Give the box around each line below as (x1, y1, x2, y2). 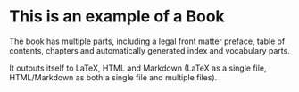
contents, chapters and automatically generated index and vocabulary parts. (9, 45, 290, 55)
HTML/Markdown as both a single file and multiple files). (9, 71, 218, 82)
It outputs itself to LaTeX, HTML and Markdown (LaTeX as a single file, (9, 63, 267, 73)
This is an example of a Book (9, 6, 225, 27)
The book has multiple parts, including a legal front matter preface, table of (9, 36, 286, 46)
